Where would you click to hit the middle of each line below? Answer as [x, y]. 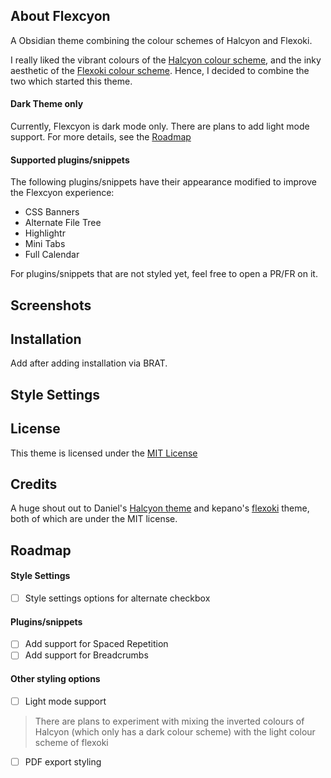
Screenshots [51, 305]
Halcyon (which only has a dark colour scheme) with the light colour [175, 731]
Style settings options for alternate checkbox [117, 598]
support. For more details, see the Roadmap [101, 137]
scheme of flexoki [71, 742]
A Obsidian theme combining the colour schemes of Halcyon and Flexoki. [161, 40]
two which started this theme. [71, 81]
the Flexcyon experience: [62, 193]
